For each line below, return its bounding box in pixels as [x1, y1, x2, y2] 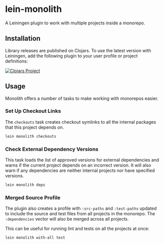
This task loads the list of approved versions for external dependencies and [5, 157, 160, 163]
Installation [5, 34, 41, 43]
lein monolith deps [5, 182, 46, 187]
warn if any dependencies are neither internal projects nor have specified [5, 167, 155, 173]
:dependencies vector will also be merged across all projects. [5, 216, 129, 222]
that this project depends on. [5, 124, 64, 130]
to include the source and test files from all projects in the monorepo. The [5, 211, 155, 217]
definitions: [5, 58, 28, 64]
